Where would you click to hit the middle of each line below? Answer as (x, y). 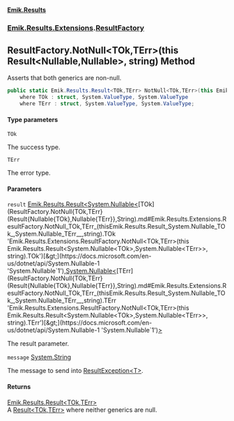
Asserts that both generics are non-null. (64, 78)
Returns (19, 386)
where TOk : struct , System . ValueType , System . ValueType (104, 98)
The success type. (34, 147)
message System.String (39, 357)
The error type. (29, 173)
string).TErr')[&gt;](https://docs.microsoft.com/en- (80, 323)
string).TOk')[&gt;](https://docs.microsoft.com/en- (79, 256)
